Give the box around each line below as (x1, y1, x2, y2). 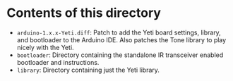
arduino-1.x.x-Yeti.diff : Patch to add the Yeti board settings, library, (16, 28, 222, 37)
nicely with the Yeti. (16, 43, 75, 51)
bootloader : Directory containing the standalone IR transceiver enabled (16, 51, 224, 59)
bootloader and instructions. (16, 58, 100, 66)
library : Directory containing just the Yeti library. (16, 66, 160, 74)
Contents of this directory (6, 5, 162, 21)
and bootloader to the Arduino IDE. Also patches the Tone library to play (16, 35, 227, 44)
